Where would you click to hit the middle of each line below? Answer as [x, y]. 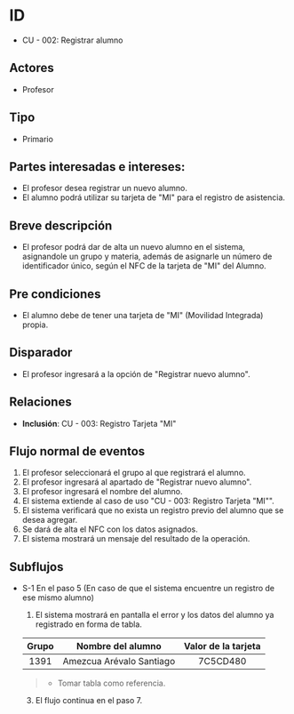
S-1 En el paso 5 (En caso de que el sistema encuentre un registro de [148, 589]
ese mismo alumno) [58, 598]
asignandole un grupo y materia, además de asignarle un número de [147, 257]
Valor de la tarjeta [222, 646]
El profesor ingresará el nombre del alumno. [102, 492]
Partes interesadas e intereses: [97, 167]
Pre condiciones [55, 294]
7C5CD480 [222, 662]
